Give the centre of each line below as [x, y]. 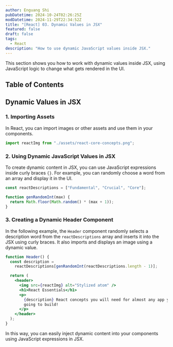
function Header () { [28, 257]
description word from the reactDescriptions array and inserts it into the [82, 236]
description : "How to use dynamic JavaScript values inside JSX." [78, 48]
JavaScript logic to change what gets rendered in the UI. [65, 68]
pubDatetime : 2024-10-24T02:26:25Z [44, 15]
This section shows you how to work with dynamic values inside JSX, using [85, 63]
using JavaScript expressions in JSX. [45, 339]
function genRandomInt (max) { [38, 197]
